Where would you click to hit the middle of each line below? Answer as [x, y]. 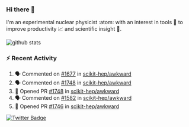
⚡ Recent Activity [32, 58]
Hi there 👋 [21, 9]
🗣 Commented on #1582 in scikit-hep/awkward [73, 97]
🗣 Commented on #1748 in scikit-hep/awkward [73, 83]
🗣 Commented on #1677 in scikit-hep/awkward [73, 74]
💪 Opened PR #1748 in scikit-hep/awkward [67, 91]
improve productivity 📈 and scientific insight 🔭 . [64, 29]
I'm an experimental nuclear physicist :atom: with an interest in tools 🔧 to [95, 22]
